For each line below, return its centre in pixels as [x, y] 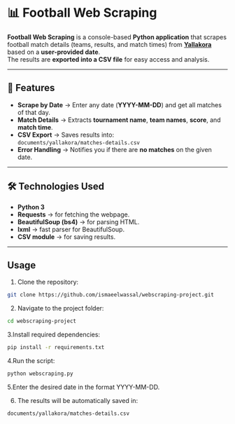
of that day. [34, 112]
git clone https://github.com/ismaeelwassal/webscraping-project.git [111, 295]
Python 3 [31, 207]
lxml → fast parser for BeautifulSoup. [71, 229]
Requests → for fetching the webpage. [73, 214]
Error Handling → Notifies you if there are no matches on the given [114, 149]
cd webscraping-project [42, 321]
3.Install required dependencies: [54, 335]
